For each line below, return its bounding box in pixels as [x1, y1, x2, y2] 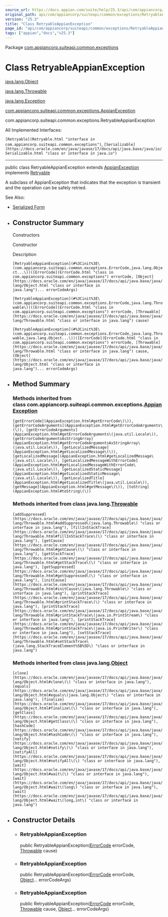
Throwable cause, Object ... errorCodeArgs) [19, 906, 109, 912]
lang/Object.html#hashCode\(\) [12, 732, 78, 737]
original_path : [5, 12, 37, 17]
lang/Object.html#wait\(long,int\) [12, 798, 87, 803]
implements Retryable [5, 169, 50, 175]
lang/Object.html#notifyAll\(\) [12, 759, 80, 764]
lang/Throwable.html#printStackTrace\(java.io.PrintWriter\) [12, 626, 143, 631]
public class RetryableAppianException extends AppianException [5, 164, 139, 170]
